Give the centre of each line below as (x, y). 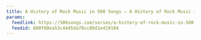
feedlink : (24, 22)
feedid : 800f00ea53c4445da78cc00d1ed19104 (65, 28)
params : (16, 17)
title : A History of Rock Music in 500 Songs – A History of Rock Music (99, 11)
